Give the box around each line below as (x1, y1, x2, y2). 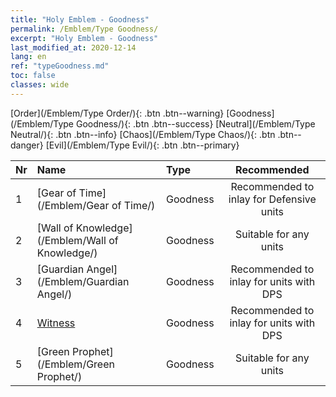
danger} (10, 139, 44, 151)
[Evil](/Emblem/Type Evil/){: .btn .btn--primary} (45, 139, 240, 151)
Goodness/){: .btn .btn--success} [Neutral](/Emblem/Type (75, 117, 316, 130)
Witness (36, 316, 76, 330)
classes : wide (10, 80, 70, 90)
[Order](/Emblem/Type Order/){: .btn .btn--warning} (10, 107, 225, 119)
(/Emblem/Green (36, 357, 115, 371)
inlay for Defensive (228, 192, 317, 206)
